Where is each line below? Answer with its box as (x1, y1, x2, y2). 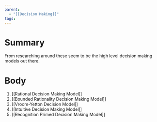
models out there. (4, 58, 40, 64)
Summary (4, 37, 45, 48)
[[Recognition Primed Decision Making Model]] (11, 112, 105, 118)
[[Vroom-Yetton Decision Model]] (11, 101, 78, 107)
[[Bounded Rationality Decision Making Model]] (11, 96, 106, 102)
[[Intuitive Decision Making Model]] (11, 107, 82, 112)
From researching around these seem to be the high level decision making (4, 53, 153, 59)
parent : (4, 7, 20, 12)
